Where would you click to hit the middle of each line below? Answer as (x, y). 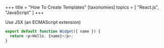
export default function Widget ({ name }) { (53, 31)
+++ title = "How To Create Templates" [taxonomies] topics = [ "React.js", (82, 7)
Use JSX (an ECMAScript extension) (43, 22)
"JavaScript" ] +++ (25, 12)
